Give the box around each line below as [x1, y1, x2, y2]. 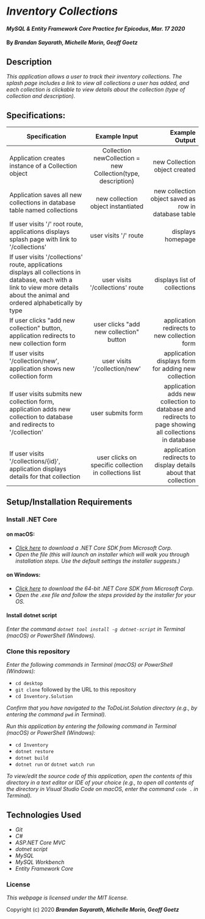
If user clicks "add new [9, 317, 75, 324]
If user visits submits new [9, 390, 82, 398]
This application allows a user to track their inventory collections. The [6, 73, 182, 80]
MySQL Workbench [15, 858, 65, 866]
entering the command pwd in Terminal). [6, 711, 107, 718]
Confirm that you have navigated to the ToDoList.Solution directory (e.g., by [6, 704, 198, 711]
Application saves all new [9, 191, 82, 199]
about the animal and [9, 291, 70, 299]
